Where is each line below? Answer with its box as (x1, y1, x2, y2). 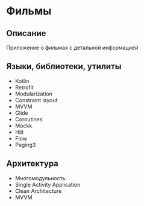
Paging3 (14, 141, 36, 148)
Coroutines (14, 115, 43, 123)
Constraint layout (14, 96, 58, 103)
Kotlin (14, 77, 30, 85)
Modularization (14, 90, 52, 97)
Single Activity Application (14, 181, 81, 188)
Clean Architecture (14, 187, 62, 195)
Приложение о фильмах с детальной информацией (6, 44, 139, 51)
